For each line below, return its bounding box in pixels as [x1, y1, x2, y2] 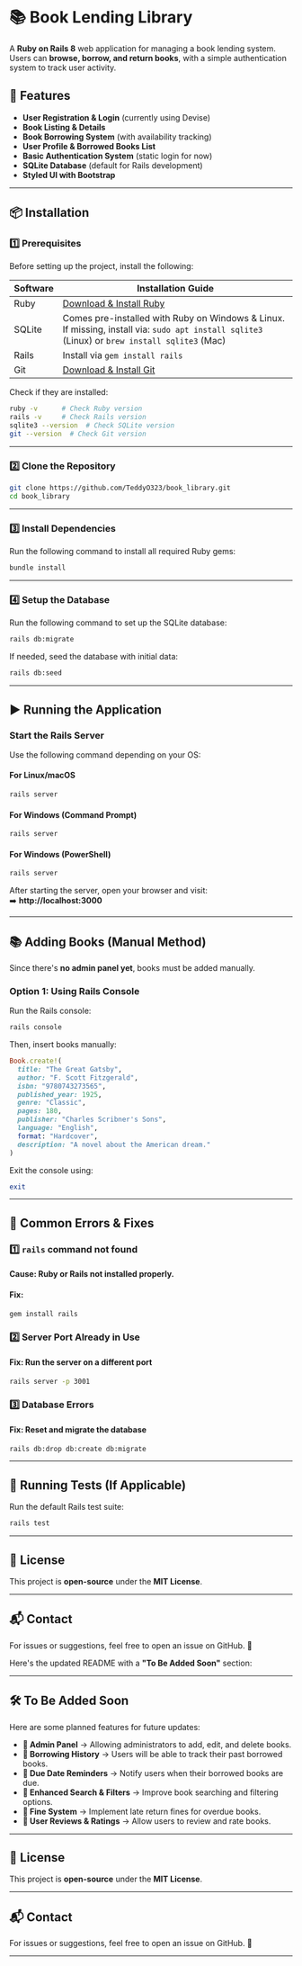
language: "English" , [17, 1124, 99, 1133]
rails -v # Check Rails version [9, 413, 147, 422]
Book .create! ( [9, 1056, 63, 1066]
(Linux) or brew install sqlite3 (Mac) [62, 335, 226, 347]
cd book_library [9, 492, 70, 501]
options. [22, 1796, 53, 1807]
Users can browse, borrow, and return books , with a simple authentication [9, 52, 288, 63]
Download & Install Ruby [62, 298, 165, 310]
